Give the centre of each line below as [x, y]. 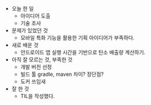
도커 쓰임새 [33, 81]
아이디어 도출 [35, 16]
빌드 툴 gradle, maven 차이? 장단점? [62, 74]
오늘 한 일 [23, 8]
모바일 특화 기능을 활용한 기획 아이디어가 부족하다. [77, 38]
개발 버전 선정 [36, 67]
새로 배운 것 [25, 45]
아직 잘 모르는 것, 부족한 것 [42, 60]
